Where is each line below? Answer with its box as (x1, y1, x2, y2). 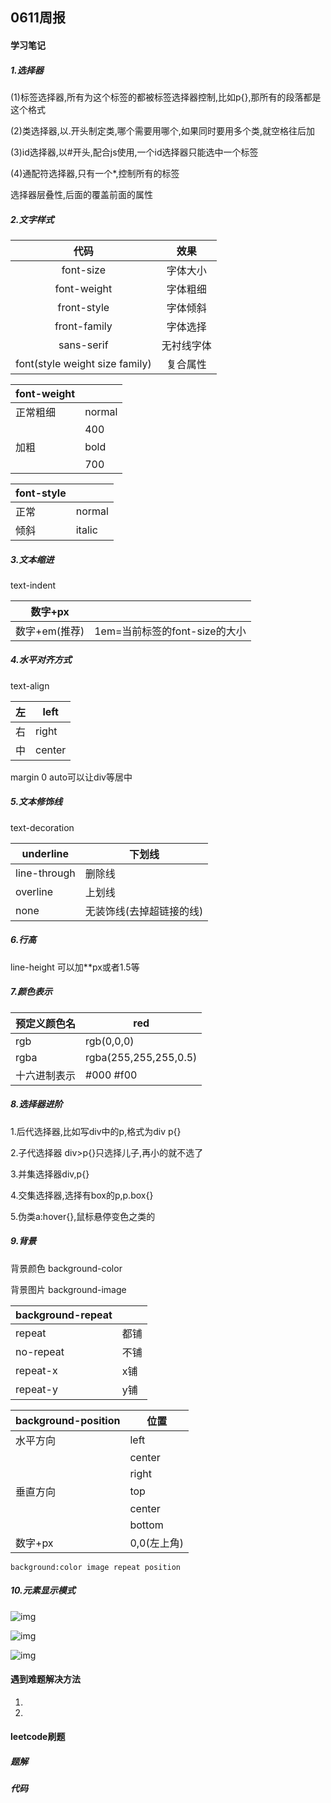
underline (21, 846, 70, 860)
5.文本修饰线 (10, 796, 63, 808)
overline (15, 884, 54, 898)
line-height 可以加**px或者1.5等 (10, 961, 140, 973)
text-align (10, 679, 50, 692)
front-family (54, 319, 113, 333)
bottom (129, 1518, 164, 1532)
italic (75, 523, 98, 537)
